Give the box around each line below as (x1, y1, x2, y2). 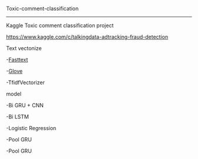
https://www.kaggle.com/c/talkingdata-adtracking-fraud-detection (6, 34, 169, 40)
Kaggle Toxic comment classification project (6, 22, 114, 29)
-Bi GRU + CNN (6, 102, 44, 108)
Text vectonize (6, 45, 42, 52)
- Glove (6, 68, 23, 74)
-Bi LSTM (6, 113, 29, 120)
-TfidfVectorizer (6, 79, 45, 86)
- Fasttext (6, 56, 28, 63)
